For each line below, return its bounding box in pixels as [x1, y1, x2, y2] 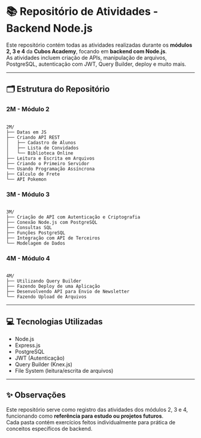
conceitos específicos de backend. [6, 425, 93, 432]
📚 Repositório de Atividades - [6, 5, 159, 19]
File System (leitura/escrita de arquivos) [14, 367, 114, 375]
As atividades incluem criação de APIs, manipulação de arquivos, [6, 54, 167, 61]
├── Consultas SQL [6, 224, 52, 230]
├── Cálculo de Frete [6, 171, 60, 177]
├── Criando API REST [6, 134, 60, 141]
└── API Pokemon [6, 176, 47, 182]
